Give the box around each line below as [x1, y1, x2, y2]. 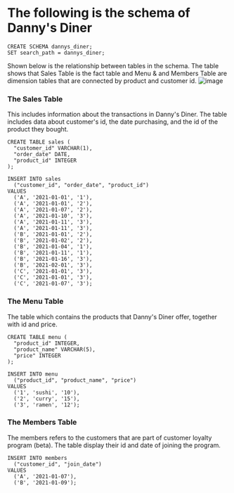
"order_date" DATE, [13, 151, 71, 158]
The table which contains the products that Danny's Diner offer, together [7, 312, 218, 321]
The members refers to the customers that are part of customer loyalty [7, 433, 212, 442]
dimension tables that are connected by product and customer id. [7, 76, 197, 85]
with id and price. [7, 320, 58, 328]
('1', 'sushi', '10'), [13, 389, 80, 396]
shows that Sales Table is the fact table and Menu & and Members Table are [7, 69, 228, 77]
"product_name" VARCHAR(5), [13, 346, 96, 353]
